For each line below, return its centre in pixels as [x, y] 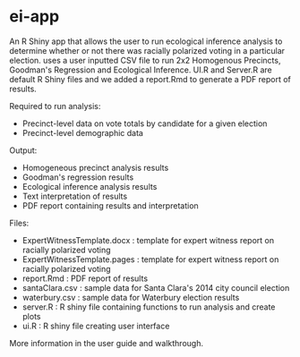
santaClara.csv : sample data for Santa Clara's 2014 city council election [156, 287]
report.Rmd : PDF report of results [85, 278]
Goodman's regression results [78, 177]
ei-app [34, 17]
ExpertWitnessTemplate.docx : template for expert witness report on [148, 240]
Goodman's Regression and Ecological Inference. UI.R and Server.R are [141, 70]
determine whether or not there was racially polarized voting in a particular [147, 50]
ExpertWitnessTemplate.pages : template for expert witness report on [150, 259]
